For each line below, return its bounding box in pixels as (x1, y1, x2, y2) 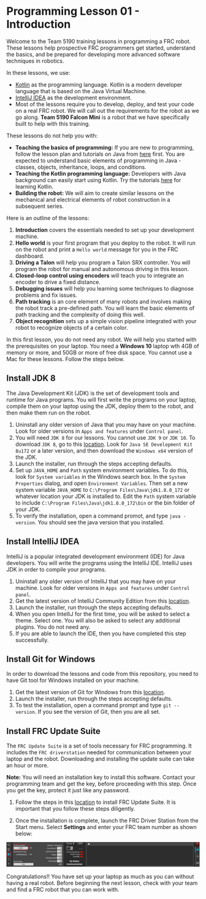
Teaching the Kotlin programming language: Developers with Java (15, 170, 186, 177)
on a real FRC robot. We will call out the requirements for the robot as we (15, 107, 199, 114)
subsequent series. (15, 202, 64, 210)
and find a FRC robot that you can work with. (6, 886, 120, 893)
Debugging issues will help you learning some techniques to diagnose (15, 285, 194, 292)
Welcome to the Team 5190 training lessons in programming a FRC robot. (6, 37, 191, 45)
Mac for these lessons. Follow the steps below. (6, 355, 124, 362)
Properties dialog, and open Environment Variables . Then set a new (15, 480, 188, 487)
